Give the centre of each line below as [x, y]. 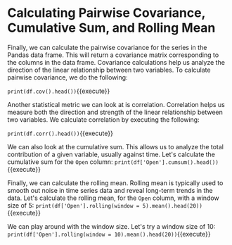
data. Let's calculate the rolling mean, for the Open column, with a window [113, 198]
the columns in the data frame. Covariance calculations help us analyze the [116, 62]
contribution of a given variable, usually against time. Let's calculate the [111, 154]
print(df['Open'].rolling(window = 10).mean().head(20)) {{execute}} [109, 234]
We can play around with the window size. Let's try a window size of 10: [111, 226]
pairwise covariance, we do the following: [67, 77]
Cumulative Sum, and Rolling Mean [111, 28]
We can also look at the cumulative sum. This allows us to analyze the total [115, 146]
